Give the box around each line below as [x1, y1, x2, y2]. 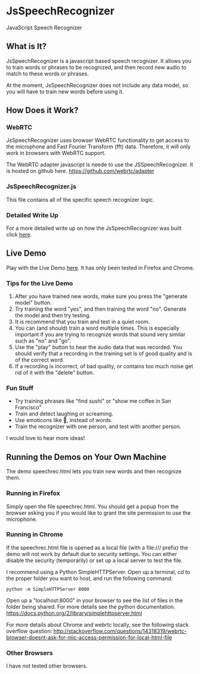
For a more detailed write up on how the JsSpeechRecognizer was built [6, 224, 182, 232]
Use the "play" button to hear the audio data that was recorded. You [14, 344, 183, 351]
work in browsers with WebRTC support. [6, 150, 106, 157]
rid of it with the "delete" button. [14, 369, 94, 377]
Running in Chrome [6, 530, 63, 539]
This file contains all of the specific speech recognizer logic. [6, 196, 155, 203]
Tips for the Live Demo [6, 279, 73, 287]
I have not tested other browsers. [6, 663, 88, 670]
